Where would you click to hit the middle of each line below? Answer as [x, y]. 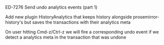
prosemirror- [146, 17]
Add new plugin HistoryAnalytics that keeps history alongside [68, 17]
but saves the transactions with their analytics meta [77, 22]
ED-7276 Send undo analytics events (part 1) [51, 7]
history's [14, 22]
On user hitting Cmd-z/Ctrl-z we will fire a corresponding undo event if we [82, 32]
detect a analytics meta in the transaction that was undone [66, 37]
